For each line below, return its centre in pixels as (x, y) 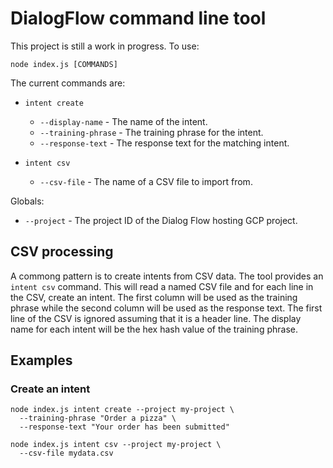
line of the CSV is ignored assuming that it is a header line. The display (156, 318)
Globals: (27, 201)
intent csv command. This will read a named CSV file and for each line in (162, 286)
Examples (41, 360)
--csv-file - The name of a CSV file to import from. (146, 181)
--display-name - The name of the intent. (123, 121)
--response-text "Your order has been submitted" (124, 427)
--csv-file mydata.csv (66, 453)
